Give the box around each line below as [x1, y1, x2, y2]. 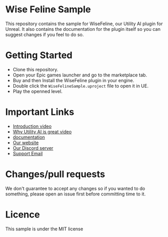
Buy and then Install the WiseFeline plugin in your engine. [12, 77, 135, 83]
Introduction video [12, 123, 52, 129]
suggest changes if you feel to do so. [5, 31, 84, 37]
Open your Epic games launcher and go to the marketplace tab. [12, 72, 147, 78]
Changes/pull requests [5, 168, 105, 180]
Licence [5, 209, 40, 220]
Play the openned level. [12, 88, 63, 94]
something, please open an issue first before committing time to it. [5, 191, 146, 197]
